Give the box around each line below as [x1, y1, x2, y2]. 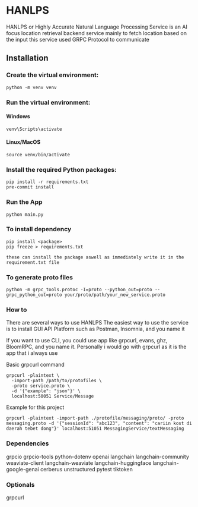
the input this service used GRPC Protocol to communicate [6, 36, 150, 43]
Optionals [6, 480, 35, 489]
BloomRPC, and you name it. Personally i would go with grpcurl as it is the [6, 343, 187, 351]
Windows [6, 113, 30, 120]
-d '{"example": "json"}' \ [11, 388, 81, 394]
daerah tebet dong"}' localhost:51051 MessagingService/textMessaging [6, 426, 184, 432]
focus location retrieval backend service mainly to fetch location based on [6, 29, 187, 36]
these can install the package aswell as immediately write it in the [6, 254, 184, 260]
